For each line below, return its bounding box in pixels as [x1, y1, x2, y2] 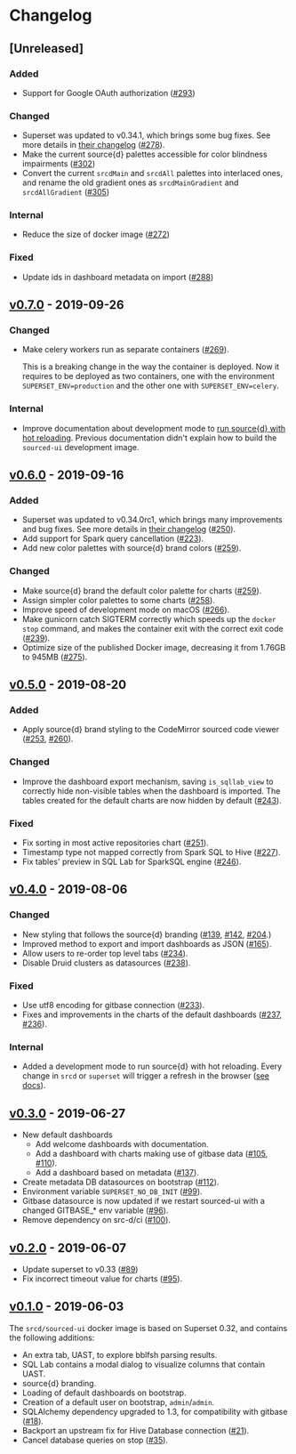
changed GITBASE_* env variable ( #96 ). [21, 1205, 169, 1216]
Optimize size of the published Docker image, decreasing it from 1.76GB [21, 642, 286, 652]
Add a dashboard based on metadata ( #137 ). [35, 1167, 200, 1178]
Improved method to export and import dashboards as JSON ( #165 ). [21, 938, 272, 949]
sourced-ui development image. [21, 441, 140, 452]
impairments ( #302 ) [21, 158, 96, 169]
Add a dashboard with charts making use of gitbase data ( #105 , [35, 1149, 268, 1159]
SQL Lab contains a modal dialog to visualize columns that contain [21, 1359, 266, 1369]
